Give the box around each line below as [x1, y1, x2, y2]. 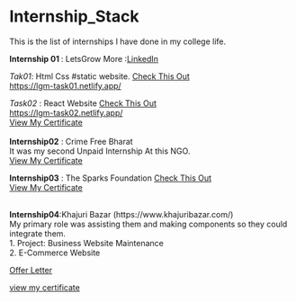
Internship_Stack [9, 6, 139, 27]
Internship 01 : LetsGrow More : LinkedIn [9, 53, 159, 64]
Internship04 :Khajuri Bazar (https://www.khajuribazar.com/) [9, 209, 234, 219]
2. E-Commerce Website [9, 247, 101, 258]
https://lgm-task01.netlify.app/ [9, 80, 121, 91]
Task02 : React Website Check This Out [9, 97, 157, 109]
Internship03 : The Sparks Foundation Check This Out [9, 173, 212, 183]
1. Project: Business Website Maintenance [9, 237, 164, 248]
